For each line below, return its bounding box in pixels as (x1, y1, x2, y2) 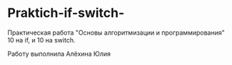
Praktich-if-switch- (7, 5, 125, 21)
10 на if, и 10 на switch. (7, 35, 76, 44)
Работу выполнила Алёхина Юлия (7, 49, 111, 58)
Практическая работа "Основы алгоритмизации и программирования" (7, 28, 225, 37)
